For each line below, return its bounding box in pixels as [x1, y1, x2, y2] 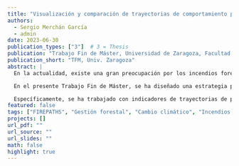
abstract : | [7, 63, 43, 70]
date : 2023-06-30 [7, 37, 59, 44]
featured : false [7, 102, 55, 109]
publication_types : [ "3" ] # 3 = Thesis [7, 43, 129, 50]
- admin [14, 30, 37, 38]
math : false [7, 141, 43, 149]
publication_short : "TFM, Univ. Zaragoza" [7, 57, 135, 64]
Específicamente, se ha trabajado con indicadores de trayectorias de [14, 95, 228, 103]
